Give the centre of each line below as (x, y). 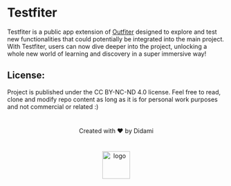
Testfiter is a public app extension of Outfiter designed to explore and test (112, 32)
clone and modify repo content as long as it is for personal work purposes (112, 99)
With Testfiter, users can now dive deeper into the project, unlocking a (107, 46)
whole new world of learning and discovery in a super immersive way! (107, 54)
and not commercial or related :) (53, 106)
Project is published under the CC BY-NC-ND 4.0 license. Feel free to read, (114, 92)
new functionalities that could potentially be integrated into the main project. (116, 39)
